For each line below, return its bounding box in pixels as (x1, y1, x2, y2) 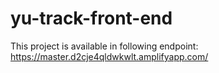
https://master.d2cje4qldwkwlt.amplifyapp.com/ (10, 50, 209, 62)
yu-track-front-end (10, 7, 173, 30)
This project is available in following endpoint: (10, 40, 199, 52)
